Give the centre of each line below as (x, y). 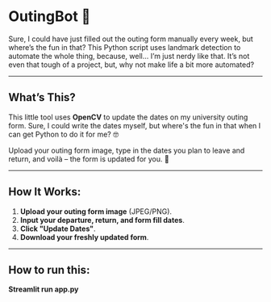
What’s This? (42, 97)
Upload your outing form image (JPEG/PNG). (96, 211)
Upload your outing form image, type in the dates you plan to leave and (127, 150)
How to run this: (49, 270)
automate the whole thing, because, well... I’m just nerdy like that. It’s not (129, 56)
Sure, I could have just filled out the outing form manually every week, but (131, 39)
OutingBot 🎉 (50, 17)
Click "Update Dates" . (58, 229)
